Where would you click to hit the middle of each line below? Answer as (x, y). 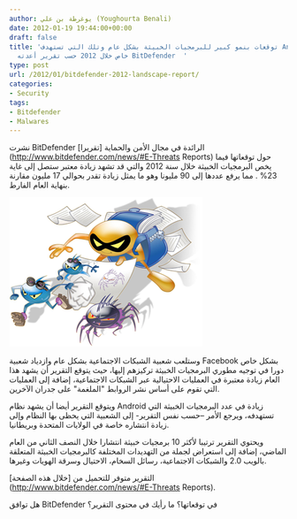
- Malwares (29, 121)
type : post (29, 65)
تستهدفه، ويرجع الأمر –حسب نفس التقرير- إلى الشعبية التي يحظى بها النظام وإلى (142, 416)
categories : (31, 84)
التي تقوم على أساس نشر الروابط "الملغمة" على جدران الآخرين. (114, 389)
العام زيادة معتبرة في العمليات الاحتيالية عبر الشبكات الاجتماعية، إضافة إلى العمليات (145, 379)
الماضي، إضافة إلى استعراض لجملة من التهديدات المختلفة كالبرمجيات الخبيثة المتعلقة (148, 452)
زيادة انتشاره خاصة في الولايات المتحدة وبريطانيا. (89, 425)
